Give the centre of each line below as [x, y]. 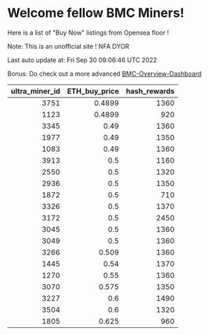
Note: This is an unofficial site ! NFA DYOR [68, 46]
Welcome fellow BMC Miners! [96, 13]
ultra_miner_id [36, 91]
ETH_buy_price [93, 91]
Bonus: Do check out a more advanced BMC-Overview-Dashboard [104, 74]
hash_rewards [150, 91]
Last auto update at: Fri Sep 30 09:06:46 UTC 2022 [82, 60]
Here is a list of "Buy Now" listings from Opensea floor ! [88, 33]
